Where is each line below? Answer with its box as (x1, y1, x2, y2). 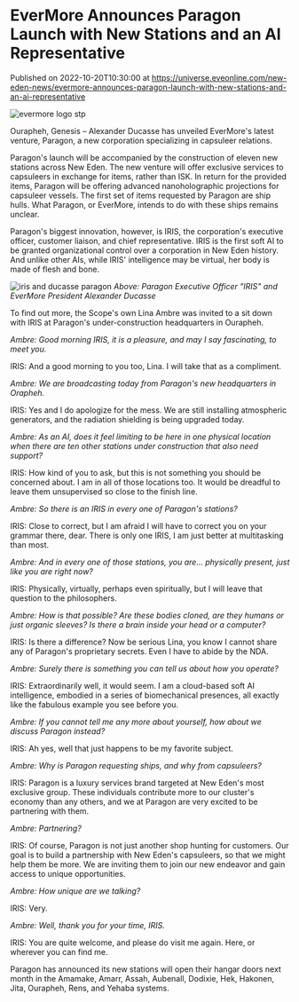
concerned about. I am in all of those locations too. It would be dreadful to (10, 477, 280, 487)
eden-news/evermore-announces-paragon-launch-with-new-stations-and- (10, 82, 287, 92)
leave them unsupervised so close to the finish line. (10, 485, 198, 497)
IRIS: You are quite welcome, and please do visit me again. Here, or (10, 937, 256, 948)
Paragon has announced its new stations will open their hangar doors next (10, 964, 282, 974)
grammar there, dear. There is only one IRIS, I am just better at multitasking (10, 530, 284, 540)
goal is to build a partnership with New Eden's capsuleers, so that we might (10, 849, 287, 860)
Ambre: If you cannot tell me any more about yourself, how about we (10, 716, 263, 727)
